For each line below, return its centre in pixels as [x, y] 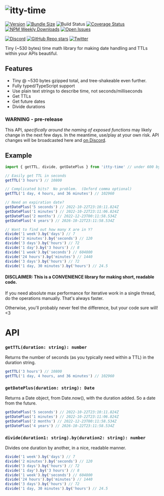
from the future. [21, 403]
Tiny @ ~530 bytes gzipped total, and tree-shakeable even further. [79, 80]
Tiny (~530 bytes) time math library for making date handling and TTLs [76, 48]
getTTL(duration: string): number [46, 347]
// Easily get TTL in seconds [36, 176]
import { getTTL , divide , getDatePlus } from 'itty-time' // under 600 [79, 167]
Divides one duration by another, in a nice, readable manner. [66, 448]
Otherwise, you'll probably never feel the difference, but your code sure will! [82, 308]
